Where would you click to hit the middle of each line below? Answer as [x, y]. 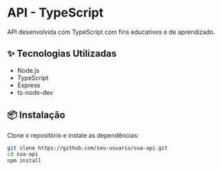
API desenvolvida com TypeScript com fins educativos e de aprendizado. [111, 32]
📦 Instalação [36, 115]
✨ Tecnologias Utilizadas [62, 54]
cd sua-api [23, 154]
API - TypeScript [55, 13]
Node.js [28, 70]
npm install [24, 161]
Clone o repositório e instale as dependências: [73, 135]
